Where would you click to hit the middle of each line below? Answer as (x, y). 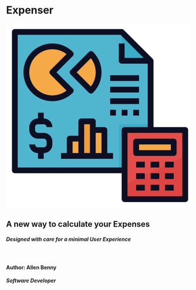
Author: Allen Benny (31, 267)
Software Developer (31, 281)
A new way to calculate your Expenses (78, 224)
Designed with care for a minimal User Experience (69, 239)
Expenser (30, 10)
